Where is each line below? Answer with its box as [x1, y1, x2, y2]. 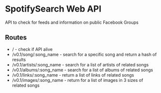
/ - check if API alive [12, 46, 53, 52]
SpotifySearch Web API [5, 3, 102, 15]
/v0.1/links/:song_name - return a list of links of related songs [12, 72, 134, 78]
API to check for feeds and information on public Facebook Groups [5, 19, 139, 25]
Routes [5, 33, 27, 42]
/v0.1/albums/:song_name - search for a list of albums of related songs [12, 67, 153, 73]
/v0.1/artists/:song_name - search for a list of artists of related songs [12, 62, 149, 67]
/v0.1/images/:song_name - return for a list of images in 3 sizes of [12, 77, 144, 83]
